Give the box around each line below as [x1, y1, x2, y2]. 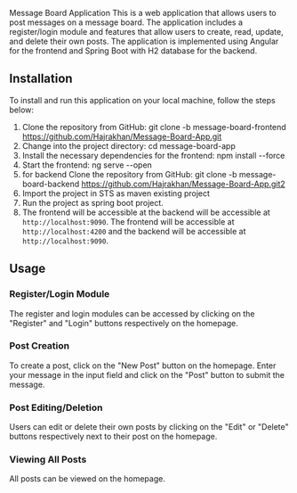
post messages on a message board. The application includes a [9, 17, 243, 28]
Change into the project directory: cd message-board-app [21, 140, 236, 151]
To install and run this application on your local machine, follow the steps [9, 94, 276, 105]
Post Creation [9, 340, 69, 352]
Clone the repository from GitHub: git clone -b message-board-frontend [21, 121, 286, 132]
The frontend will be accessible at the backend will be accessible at [21, 207, 271, 218]
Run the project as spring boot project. [21, 197, 165, 208]
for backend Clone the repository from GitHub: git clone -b [21, 168, 237, 179]
